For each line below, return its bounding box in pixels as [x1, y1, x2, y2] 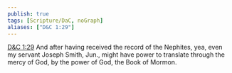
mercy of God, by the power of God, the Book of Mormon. [7, 58, 177, 67]
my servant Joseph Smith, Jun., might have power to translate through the [7, 50, 226, 59]
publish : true [7, 10, 50, 18]
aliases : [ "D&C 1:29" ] [7, 23, 75, 30]
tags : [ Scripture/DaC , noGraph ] [7, 17, 103, 24]
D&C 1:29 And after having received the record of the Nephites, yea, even [7, 43, 223, 52]
